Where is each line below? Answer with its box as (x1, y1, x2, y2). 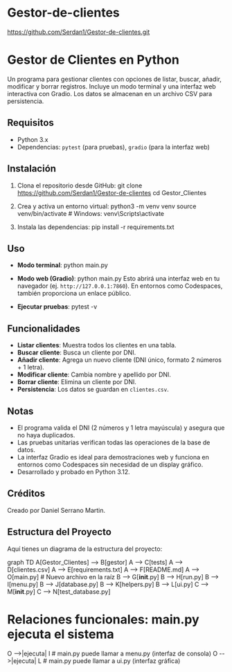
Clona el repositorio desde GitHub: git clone (17, 181, 143, 190)
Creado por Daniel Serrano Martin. (7, 506, 106, 514)
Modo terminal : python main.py (17, 261, 109, 269)
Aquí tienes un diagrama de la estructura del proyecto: (7, 545, 163, 553)
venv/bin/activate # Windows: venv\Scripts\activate (17, 209, 165, 217)
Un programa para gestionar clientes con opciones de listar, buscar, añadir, (7, 75, 222, 83)
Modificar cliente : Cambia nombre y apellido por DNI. (17, 370, 172, 379)
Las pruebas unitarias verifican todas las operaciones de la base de (17, 438, 211, 446)
